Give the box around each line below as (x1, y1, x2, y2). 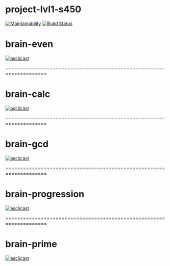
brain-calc (5, 88, 51, 100)
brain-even (5, 38, 54, 50)
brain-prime (5, 238, 58, 250)
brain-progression (5, 188, 85, 200)
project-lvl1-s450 (5, 4, 82, 15)
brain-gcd (5, 139, 48, 150)
